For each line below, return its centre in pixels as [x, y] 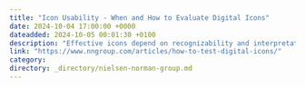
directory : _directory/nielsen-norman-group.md [101, 69]
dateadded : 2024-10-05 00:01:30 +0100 [83, 34]
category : [28, 60]
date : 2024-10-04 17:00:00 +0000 [73, 26]
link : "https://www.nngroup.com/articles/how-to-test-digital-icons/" [146, 52]
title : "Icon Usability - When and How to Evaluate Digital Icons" [140, 18]
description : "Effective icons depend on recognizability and [129, 43]
